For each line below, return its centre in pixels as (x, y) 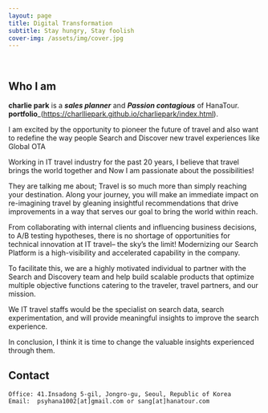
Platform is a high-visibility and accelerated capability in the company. (124, 253)
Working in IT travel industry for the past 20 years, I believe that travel (124, 162)
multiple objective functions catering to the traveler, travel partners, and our (134, 285)
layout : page (30, 16)
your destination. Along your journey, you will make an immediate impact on (134, 195)
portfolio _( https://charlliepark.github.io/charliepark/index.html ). (114, 114)
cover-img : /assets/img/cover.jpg (66, 38)
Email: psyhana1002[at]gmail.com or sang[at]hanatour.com (109, 401)
